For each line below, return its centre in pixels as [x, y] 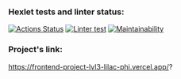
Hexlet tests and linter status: [66, 12]
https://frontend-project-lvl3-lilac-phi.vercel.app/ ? [90, 66]
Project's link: [36, 50]
